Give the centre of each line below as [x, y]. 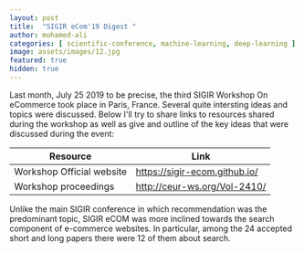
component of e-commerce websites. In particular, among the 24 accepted [151, 228]
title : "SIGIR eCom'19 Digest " [73, 26]
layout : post [34, 18]
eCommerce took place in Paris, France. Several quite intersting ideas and [149, 104]
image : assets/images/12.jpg [65, 52]
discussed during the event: [62, 133]
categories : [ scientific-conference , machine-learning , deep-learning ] [153, 43]
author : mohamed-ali [49, 35]
